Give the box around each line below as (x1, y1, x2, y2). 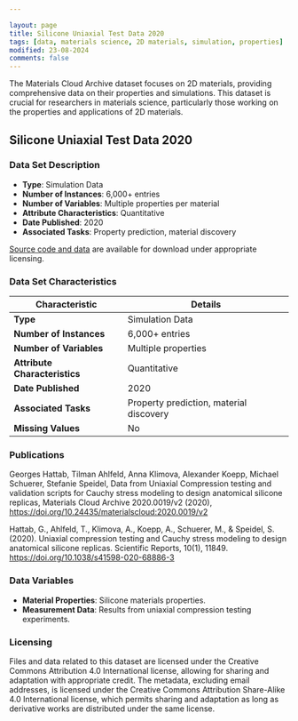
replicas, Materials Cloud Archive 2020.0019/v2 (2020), (9, 497, 213, 508)
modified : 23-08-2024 (9, 45, 90, 54)
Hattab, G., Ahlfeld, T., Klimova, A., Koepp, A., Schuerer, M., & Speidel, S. (9, 524, 275, 534)
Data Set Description (9, 159, 100, 172)
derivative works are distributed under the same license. (9, 703, 216, 714)
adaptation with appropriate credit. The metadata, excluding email (9, 675, 250, 685)
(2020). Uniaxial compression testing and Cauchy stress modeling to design (9, 533, 286, 544)
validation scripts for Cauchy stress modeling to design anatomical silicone (9, 488, 283, 499)
